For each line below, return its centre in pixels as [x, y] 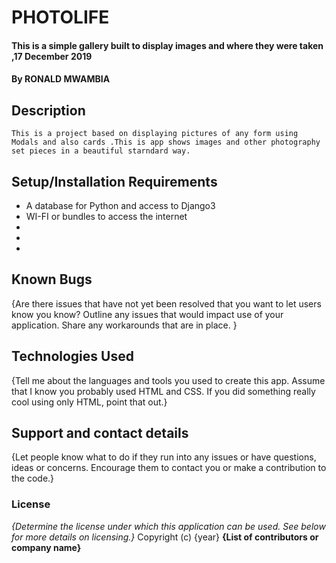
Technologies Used [72, 356]
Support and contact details [100, 433]
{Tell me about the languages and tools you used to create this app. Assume [168, 380]
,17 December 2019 [52, 56]
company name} [46, 547]
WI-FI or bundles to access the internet [106, 216]
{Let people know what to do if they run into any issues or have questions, [164, 457]
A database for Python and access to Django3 [120, 205]
